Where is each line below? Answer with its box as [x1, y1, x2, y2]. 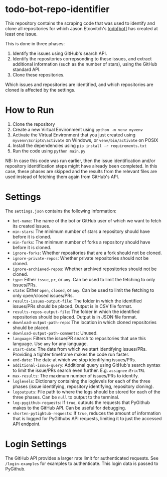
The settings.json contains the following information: [5, 208, 117, 214]
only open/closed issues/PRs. [12, 292, 74, 298]
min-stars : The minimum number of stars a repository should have [12, 228, 150, 234]
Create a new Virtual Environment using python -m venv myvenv [12, 126, 143, 132]
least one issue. [5, 31, 38, 37]
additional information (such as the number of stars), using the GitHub [12, 61, 157, 67]
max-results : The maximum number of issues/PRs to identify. [12, 372, 139, 378]
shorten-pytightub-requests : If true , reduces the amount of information [12, 410, 161, 416]
